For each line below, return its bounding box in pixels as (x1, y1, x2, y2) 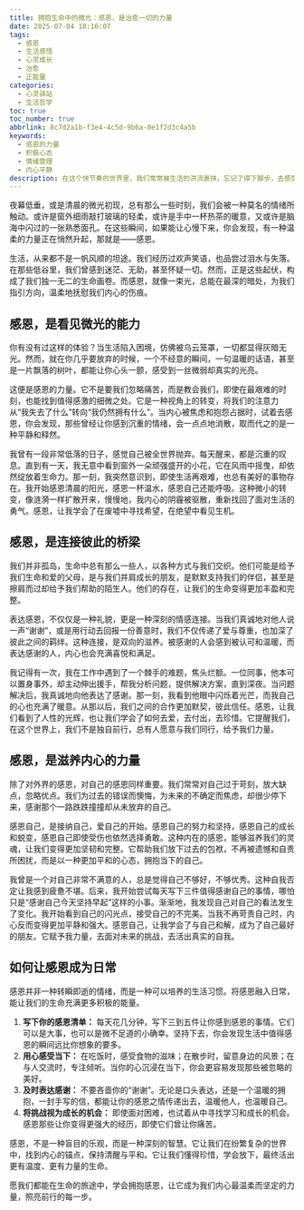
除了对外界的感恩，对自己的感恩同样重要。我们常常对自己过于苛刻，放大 (9, 778, 279, 790)
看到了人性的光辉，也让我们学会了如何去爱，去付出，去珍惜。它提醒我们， (16, 712, 295, 723)
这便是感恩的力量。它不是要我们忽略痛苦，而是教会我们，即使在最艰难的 (9, 384, 279, 395)
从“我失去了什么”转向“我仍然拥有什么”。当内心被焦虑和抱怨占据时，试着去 (9, 407, 285, 418)
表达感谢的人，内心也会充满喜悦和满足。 (9, 647, 160, 658)
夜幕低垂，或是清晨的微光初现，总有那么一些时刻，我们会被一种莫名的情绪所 (9, 200, 295, 211)
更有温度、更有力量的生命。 (9, 1160, 113, 1171)
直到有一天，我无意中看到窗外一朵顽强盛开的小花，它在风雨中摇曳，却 (24, 460, 287, 471)
